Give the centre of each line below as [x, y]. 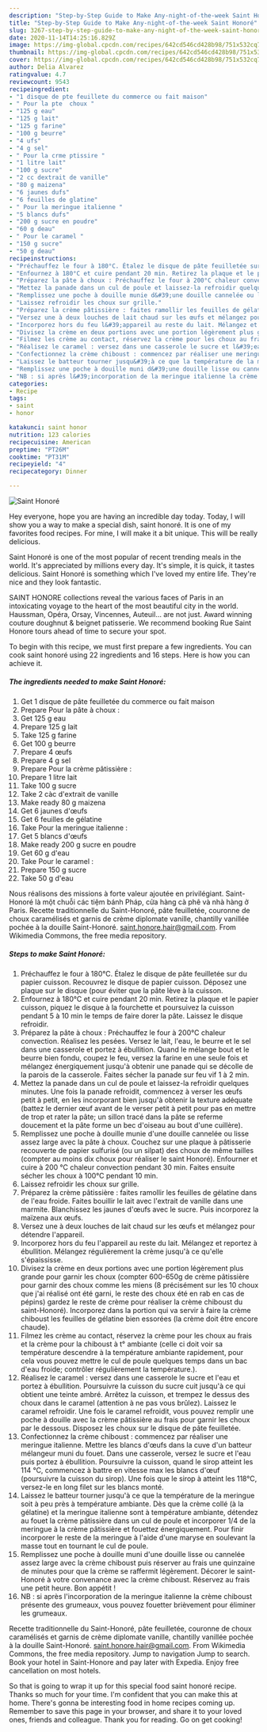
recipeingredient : [39, 89]
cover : [20, 60]
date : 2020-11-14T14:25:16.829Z [62, 38]
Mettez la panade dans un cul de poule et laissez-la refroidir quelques [134, 1083]
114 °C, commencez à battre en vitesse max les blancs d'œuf [120, 1470]
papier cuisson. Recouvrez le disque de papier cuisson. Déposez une [133, 982]
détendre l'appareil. [52, 1234]
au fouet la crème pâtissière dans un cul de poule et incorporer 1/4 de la [138, 1521]
